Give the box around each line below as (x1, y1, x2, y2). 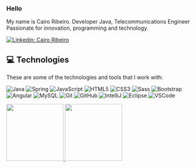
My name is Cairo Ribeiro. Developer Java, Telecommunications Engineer (6, 18, 191, 25)
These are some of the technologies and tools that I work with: (6, 74, 163, 81)
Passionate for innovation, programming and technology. (6, 24, 149, 32)
